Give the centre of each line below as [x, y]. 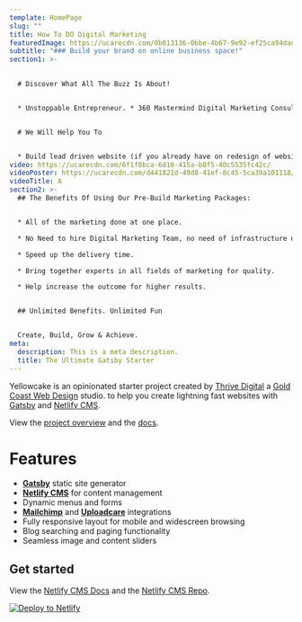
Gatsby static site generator [74, 484]
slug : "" [26, 26]
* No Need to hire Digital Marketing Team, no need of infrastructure [152, 238]
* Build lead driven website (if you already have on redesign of [144, 156]
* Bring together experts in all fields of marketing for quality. [147, 271]
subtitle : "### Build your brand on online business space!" [126, 51]
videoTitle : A [36, 182]
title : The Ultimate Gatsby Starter [86, 360]
